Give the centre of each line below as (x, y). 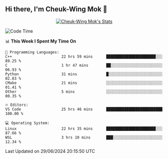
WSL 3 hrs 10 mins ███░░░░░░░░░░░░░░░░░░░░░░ (84, 137)
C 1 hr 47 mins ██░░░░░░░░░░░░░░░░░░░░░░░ (84, 65)
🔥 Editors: (17, 105)
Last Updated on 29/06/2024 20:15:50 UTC (50, 151)
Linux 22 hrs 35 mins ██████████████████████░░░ (84, 128)
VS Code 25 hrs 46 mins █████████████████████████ (84, 109)
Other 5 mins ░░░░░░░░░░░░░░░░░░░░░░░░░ (84, 92)
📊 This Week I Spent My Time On (41, 41)
